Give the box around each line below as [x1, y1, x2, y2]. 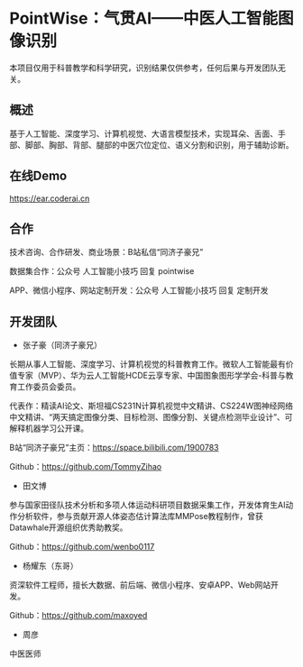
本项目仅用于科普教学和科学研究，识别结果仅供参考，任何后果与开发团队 [9, 62, 278, 73]
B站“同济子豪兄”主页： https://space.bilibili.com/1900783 [9, 443, 219, 453]
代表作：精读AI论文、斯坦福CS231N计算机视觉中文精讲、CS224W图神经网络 [9, 400, 293, 411]
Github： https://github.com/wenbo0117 [9, 542, 155, 553]
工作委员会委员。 [16, 381, 81, 392]
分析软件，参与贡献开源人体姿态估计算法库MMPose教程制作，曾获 [16, 511, 264, 522]
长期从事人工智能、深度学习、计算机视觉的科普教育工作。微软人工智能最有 [9, 359, 286, 370]
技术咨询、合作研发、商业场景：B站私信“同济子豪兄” [9, 247, 204, 258]
